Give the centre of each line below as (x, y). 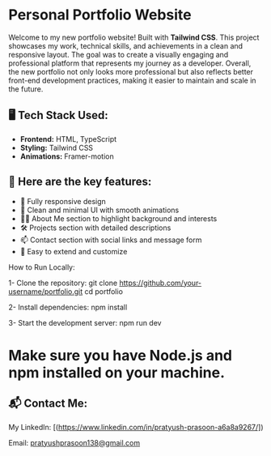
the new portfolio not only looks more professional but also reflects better (131, 71)
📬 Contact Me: (48, 404)
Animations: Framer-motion (67, 156)
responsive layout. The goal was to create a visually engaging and (119, 54)
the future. (26, 89)
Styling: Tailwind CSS (57, 147)
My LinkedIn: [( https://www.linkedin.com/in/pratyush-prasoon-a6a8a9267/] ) (136, 427)
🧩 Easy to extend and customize (74, 251)
